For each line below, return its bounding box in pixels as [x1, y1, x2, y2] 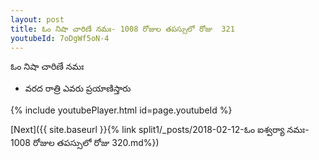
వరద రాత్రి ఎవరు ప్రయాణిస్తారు [24, 82, 132, 95]
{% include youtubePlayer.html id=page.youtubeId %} [10, 104, 233, 116]
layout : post [10, 14, 65, 25]
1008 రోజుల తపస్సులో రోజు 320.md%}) [10, 137, 160, 149]
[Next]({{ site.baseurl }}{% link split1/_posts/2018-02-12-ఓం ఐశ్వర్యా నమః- [10, 124, 310, 136]
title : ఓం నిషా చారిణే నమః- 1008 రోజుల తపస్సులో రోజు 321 [10, 24, 235, 34]
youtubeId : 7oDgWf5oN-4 [10, 33, 110, 43]
